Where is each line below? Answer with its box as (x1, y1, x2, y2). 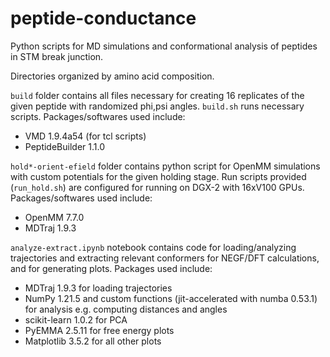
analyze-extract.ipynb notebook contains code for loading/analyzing (10, 241, 297, 253)
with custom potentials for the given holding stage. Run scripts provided (10, 170, 307, 182)
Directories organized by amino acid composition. (10, 70, 215, 82)
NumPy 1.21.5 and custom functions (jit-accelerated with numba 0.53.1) (24, 292, 318, 304)
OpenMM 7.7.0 (24, 211, 85, 223)
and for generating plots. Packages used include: (10, 262, 213, 274)
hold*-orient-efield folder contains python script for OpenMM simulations (10, 160, 321, 172)
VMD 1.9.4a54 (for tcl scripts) (24, 130, 147, 142)
